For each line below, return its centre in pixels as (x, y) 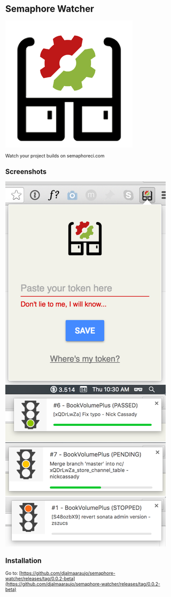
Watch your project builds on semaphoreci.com (55, 155)
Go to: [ (13, 573)
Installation (23, 561)
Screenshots (26, 172)
